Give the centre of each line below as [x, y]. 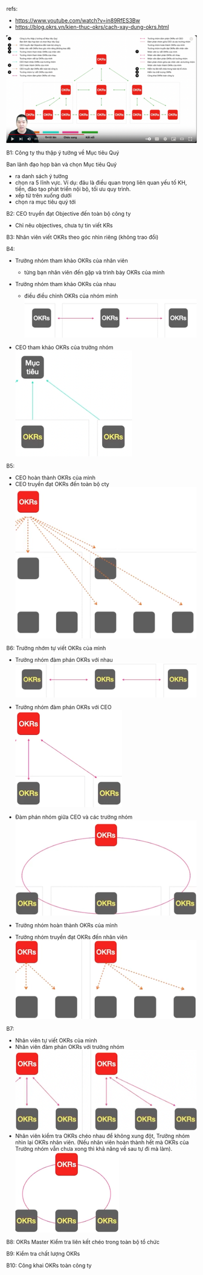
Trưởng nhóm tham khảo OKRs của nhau [66, 284]
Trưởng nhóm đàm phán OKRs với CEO [63, 707]
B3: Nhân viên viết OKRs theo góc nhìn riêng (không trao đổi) [82, 237]
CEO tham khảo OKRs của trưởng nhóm [64, 347]
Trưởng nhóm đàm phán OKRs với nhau [64, 659]
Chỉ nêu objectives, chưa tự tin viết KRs [64, 225]
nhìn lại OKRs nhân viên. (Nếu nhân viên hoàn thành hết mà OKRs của [102, 1142]
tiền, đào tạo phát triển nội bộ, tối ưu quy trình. [73, 189]
